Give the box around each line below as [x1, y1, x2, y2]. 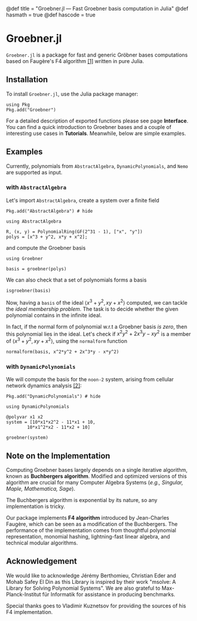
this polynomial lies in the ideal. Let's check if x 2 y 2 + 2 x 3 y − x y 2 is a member [6, 329, 191, 338]
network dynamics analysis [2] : [6, 382, 82, 389]
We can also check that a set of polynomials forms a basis [6, 276, 147, 283]
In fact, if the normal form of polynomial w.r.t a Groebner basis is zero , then [6, 323, 188, 330]
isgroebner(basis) [6, 288, 51, 293]
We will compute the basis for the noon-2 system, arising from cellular [6, 376, 174, 383]
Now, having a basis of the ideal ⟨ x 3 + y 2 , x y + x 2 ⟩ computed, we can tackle [6, 298, 188, 306]
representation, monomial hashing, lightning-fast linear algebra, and [6, 533, 170, 540]
